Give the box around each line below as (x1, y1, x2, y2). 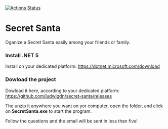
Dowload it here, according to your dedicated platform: (5, 88, 120, 94)
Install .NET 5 (5, 52, 39, 59)
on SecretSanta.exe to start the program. (5, 108, 92, 114)
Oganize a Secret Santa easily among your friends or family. (5, 39, 131, 45)
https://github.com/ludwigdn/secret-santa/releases (5, 93, 112, 99)
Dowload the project (5, 76, 57, 83)
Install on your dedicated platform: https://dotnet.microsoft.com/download (5, 63, 160, 69)
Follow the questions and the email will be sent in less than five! (5, 118, 138, 124)
